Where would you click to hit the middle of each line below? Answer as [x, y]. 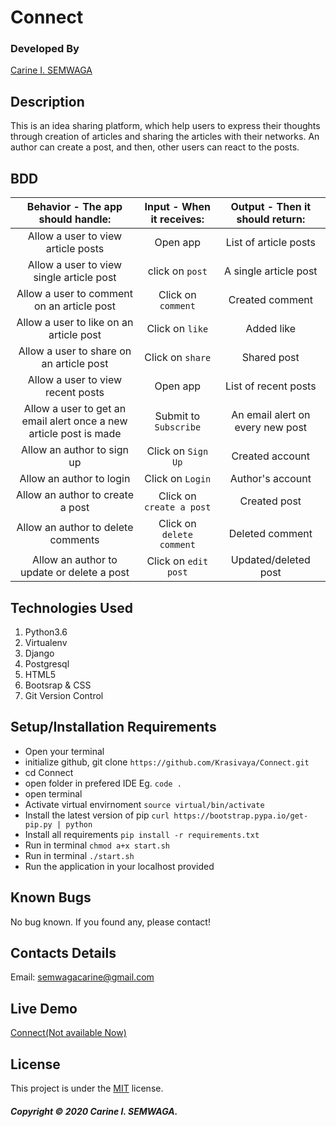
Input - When [177, 207]
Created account [271, 456]
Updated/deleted [270, 560]
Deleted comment [270, 534]
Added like [271, 329]
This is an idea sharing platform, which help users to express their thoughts [165, 126]
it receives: [177, 219]
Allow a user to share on [75, 351]
